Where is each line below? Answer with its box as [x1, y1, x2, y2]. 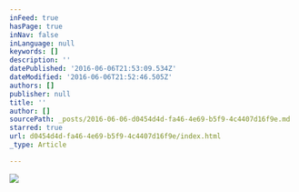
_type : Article [9, 140, 67, 149]
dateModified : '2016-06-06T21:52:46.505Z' [9, 73, 173, 82]
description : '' [9, 56, 71, 65]
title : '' [9, 97, 47, 107]
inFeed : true [9, 13, 59, 23]
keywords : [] [9, 47, 59, 56]
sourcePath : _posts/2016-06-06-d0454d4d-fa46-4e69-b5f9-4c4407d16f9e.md [9, 115, 291, 124]
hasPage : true [9, 22, 64, 31]
